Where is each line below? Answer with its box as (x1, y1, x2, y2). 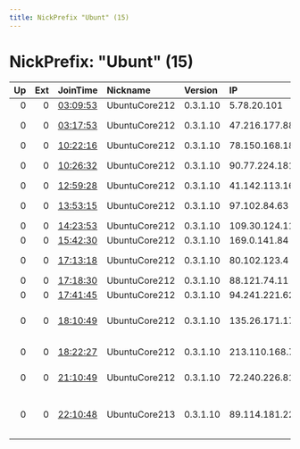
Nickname (106, 84, 151, 96)
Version (184, 84, 219, 96)
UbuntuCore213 (106, 408, 176, 420)
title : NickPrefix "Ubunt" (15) (9, 12, 129, 22)
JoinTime (57, 84, 98, 96)
